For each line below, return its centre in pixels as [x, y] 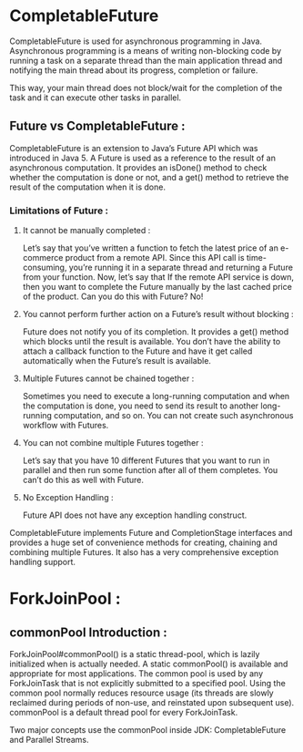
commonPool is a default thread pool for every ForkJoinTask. [124, 713]
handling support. [42, 562]
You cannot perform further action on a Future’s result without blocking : [158, 314]
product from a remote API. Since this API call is [155, 258]
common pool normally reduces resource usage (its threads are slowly [142, 693]
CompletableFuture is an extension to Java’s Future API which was [134, 148]
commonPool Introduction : [88, 632]
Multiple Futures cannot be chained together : [108, 378]
